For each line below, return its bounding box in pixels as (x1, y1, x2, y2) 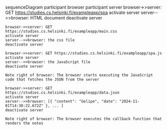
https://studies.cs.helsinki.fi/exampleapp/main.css (5, 29, 117, 34)
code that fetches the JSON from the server (5, 77, 99, 82)
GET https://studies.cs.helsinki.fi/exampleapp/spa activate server (5, 9, 140, 15)
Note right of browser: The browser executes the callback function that (5, 116, 162, 121)
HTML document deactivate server (30, 15, 102, 20)
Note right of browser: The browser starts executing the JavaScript (5, 72, 153, 77)
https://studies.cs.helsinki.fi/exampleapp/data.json (5, 90, 120, 95)
